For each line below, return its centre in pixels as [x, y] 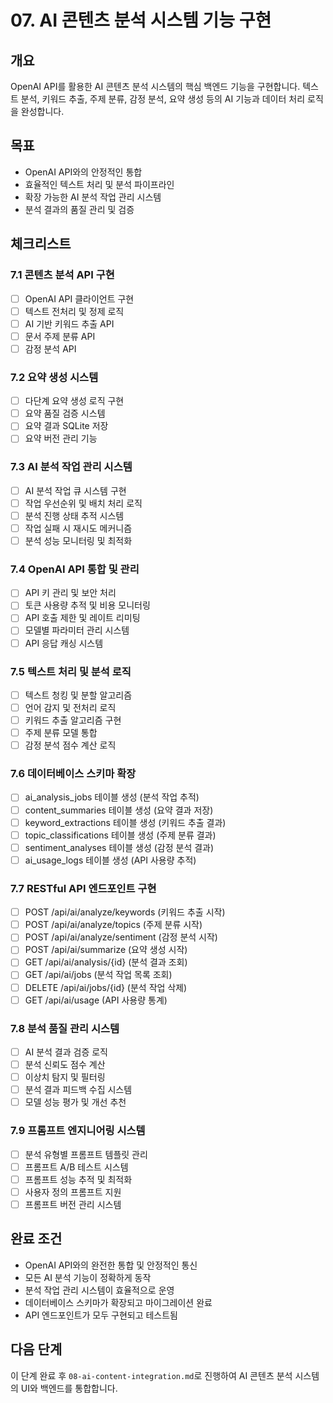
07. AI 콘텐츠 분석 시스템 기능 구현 [141, 20]
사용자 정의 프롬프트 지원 [73, 1192]
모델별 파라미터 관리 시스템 [77, 630]
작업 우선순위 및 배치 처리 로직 [83, 503]
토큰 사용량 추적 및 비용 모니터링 [87, 605]
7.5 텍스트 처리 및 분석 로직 [71, 671]
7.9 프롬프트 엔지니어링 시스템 [78, 1131]
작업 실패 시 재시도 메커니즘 [78, 528]
